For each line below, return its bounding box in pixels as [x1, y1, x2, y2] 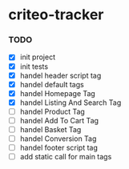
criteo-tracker [8, 6, 104, 24]
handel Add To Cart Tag [19, 115, 99, 125]
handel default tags [19, 79, 84, 89]
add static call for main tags [19, 152, 112, 162]
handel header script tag [19, 70, 102, 80]
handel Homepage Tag [19, 88, 96, 98]
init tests [19, 62, 49, 71]
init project [19, 52, 56, 62]
